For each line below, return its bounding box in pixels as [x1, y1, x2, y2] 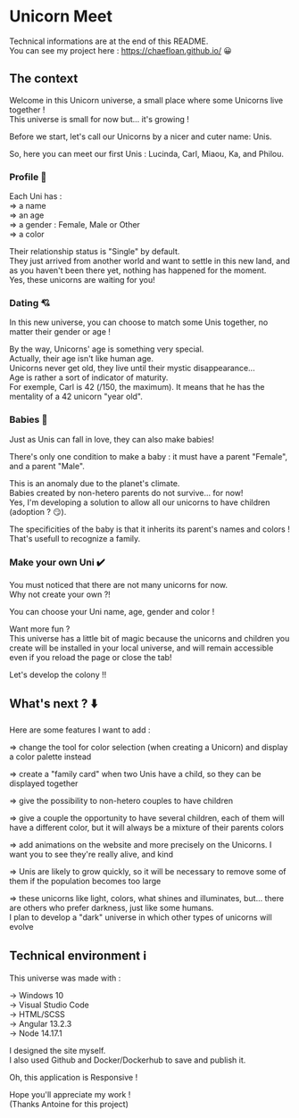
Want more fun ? [9, 623, 71, 634]
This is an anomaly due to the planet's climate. [9, 477, 180, 488]
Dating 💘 [9, 296, 51, 309]
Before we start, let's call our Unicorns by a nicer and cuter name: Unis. [9, 131, 272, 142]
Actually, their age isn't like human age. [9, 353, 154, 364]
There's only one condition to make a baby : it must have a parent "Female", [9, 451, 288, 461]
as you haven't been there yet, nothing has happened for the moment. [9, 265, 267, 276]
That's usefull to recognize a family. [9, 533, 141, 543]
